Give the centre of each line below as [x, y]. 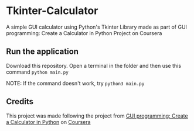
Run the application [42, 52]
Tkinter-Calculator [52, 11]
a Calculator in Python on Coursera [48, 122]
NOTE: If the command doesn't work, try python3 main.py [75, 83]
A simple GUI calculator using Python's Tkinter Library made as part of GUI [97, 27]
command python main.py [37, 72]
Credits [20, 101]
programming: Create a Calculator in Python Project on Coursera [84, 33]
